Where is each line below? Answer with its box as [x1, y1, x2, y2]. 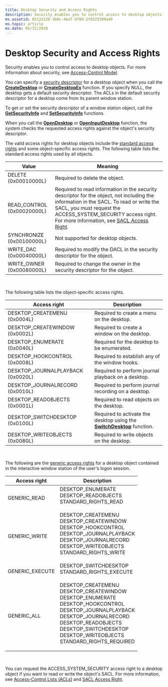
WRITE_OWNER [7, 260, 44, 267]
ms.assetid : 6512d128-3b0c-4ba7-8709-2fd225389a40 [5, 17, 113, 22]
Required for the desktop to [94, 338, 159, 346]
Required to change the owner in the [54, 260, 140, 267]
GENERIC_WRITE [7, 533, 47, 540]
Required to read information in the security [54, 186, 157, 193]
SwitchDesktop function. [94, 423, 154, 430]
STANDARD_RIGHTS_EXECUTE [59, 569, 133, 576]
